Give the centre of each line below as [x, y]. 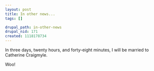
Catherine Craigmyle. [26, 55]
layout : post [18, 9]
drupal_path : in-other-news [34, 27]
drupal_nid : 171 [21, 32]
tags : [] [14, 18]
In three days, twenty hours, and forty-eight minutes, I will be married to [77, 50]
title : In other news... [30, 14]
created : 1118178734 [26, 36]
